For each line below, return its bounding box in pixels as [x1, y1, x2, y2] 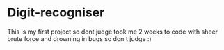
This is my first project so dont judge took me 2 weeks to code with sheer [7, 27, 218, 36]
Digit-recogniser [7, 5, 105, 21]
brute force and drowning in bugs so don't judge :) [7, 34, 152, 42]
